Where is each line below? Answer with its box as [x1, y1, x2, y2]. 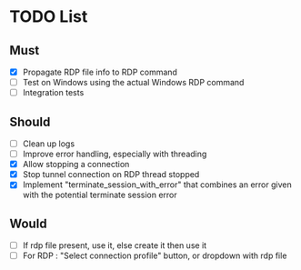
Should [9, 114, 51, 129]
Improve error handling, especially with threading [22, 148, 207, 160]
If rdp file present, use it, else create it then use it [22, 240, 207, 251]
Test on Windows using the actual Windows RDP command [22, 77, 245, 88]
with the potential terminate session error [22, 189, 177, 201]
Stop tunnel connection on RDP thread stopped [22, 169, 200, 180]
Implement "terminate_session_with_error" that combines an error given [22, 179, 293, 190]
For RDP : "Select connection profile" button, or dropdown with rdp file [22, 250, 287, 261]
